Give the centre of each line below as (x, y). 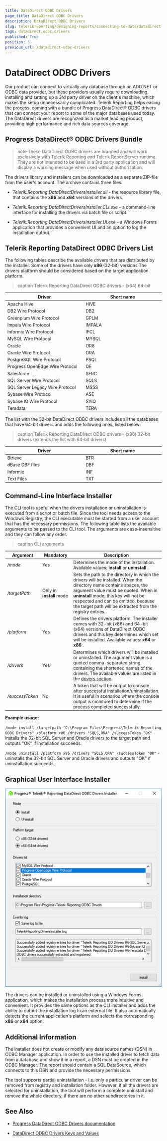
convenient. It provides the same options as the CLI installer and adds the (80, 1005)
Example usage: (22, 718)
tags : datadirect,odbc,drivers (38, 32)
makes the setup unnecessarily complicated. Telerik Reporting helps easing (83, 102)
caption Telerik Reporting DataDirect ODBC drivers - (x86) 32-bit (84, 434)
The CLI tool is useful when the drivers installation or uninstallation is (76, 508)
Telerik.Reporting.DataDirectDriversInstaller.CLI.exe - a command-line (84, 207)
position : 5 (17, 42)
